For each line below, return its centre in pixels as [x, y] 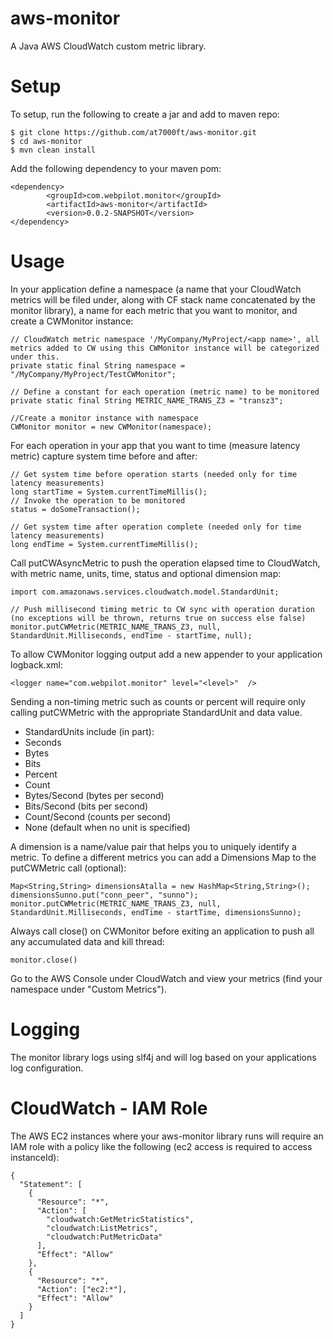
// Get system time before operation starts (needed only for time [154, 474]
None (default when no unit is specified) [107, 827]
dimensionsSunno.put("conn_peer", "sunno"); [104, 895]
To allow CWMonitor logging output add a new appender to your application [166, 654]
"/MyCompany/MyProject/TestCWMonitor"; [93, 374]
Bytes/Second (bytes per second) [94, 795]
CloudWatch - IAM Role [109, 1108]
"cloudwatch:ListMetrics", [102, 1228]
